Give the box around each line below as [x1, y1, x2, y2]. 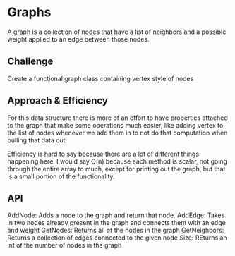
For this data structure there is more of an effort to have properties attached [7, 114, 228, 122]
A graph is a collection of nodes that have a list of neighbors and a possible [7, 28, 227, 36]
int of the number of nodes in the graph [7, 241, 122, 250]
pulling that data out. [7, 135, 68, 145]
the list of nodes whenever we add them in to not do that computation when [7, 128, 228, 137]
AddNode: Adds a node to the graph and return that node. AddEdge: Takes [7, 211, 225, 219]
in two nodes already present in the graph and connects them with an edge [7, 219, 226, 227]
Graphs [7, 4, 52, 20]
